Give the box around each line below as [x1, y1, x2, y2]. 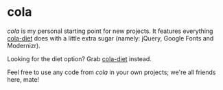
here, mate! [7, 75, 40, 83]
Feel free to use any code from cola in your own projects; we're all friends [7, 68, 216, 76]
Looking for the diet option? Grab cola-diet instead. [7, 54, 152, 63]
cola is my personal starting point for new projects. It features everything [7, 27, 213, 35]
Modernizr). [7, 41, 41, 49]
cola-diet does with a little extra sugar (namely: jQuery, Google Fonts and [7, 34, 214, 42]
